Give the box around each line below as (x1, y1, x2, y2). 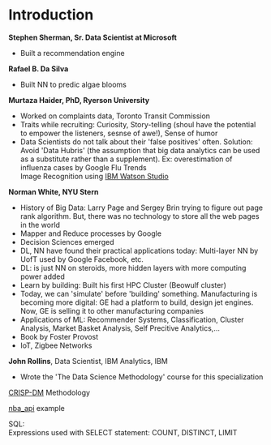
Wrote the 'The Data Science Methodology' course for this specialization (19, 371, 264, 382)
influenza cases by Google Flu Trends (19, 162, 148, 172)
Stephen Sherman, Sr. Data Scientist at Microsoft (8, 32, 177, 42)
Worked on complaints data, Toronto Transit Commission (19, 111, 211, 121)
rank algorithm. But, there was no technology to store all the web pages (19, 211, 260, 220)
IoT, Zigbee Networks (19, 340, 92, 350)
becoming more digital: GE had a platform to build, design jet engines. (19, 297, 254, 307)
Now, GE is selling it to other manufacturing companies (19, 306, 204, 315)
